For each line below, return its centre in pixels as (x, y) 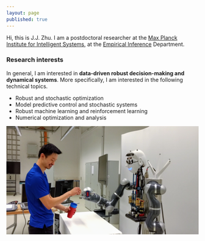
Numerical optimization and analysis (61, 117)
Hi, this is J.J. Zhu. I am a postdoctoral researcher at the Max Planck (92, 37)
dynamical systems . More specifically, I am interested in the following (95, 80)
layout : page (23, 13)
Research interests (35, 60)
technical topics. (27, 86)
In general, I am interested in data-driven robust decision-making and (95, 73)
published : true (27, 19)
